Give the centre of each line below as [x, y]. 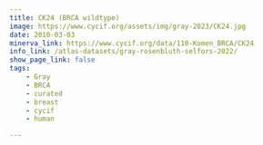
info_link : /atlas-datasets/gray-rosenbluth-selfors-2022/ [124, 52]
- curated [45, 93]
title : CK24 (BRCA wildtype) [65, 18]
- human [40, 119]
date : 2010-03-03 [42, 34]
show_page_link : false [52, 60]
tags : [20, 69]
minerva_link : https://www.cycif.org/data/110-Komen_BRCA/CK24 [132, 43]
